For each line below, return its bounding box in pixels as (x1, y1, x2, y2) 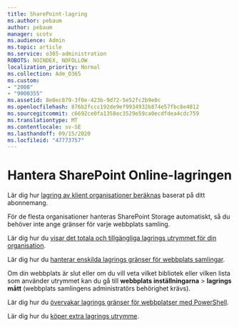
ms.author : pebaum (7, 17, 62, 24)
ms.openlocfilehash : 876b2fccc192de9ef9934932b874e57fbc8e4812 (7, 104, 200, 111)
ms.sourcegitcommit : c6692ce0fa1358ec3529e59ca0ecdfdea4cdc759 (7, 110, 200, 117)
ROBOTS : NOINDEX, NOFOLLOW (7, 57, 88, 64)
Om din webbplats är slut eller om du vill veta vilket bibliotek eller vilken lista (7, 269, 230, 278)
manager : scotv (7, 30, 53, 38)
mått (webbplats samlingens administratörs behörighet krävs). (7, 284, 191, 293)
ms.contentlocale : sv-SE (7, 123, 81, 131)
